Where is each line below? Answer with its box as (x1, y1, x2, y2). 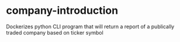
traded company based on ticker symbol (6, 29, 103, 36)
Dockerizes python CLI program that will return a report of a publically (6, 23, 175, 30)
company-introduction (6, 4, 119, 17)
